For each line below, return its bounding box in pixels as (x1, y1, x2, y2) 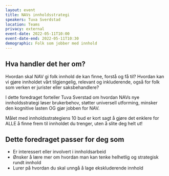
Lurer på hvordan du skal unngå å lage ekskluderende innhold (12, 165, 143, 171)
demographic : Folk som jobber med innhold (5, 41, 97, 46)
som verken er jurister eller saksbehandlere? (5, 84, 99, 90)
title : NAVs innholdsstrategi (5, 12, 70, 17)
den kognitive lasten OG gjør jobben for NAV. (5, 105, 100, 111)
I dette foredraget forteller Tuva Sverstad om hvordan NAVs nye (5, 94, 140, 100)
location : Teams (5, 21, 40, 27)
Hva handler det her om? (5, 60, 86, 69)
